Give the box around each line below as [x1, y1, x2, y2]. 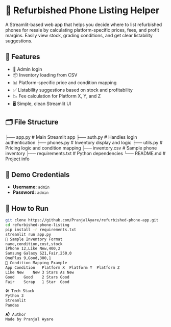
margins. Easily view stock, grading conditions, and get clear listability [5, 32, 153, 38]
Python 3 [5, 293, 24, 298]
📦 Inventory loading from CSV [12, 71, 78, 78]
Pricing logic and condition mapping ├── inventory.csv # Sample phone [5, 145, 157, 151]
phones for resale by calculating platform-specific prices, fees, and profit [5, 27, 159, 33]
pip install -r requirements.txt [5, 227, 77, 232]
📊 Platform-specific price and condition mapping [12, 79, 117, 86]
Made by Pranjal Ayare [5, 316, 54, 322]
